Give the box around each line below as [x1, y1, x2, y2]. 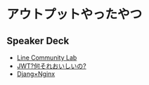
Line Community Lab [16, 53, 77, 62]
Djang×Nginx [16, 70, 56, 78]
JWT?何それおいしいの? [16, 62, 86, 70]
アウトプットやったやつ [6, 6, 143, 22]
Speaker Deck [6, 34, 70, 46]
